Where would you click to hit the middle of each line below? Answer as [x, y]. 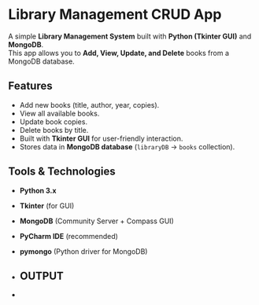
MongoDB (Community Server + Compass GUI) [97, 221]
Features [30, 86]
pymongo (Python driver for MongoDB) [83, 251]
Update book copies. [54, 121]
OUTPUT [42, 276]
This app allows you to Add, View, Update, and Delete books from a [119, 53]
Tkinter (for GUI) [47, 205]
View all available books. [59, 113]
